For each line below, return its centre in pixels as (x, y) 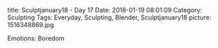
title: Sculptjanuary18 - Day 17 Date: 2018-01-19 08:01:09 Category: (105, 10)
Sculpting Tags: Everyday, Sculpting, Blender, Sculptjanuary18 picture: (109, 17)
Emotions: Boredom (36, 38)
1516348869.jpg (31, 25)
